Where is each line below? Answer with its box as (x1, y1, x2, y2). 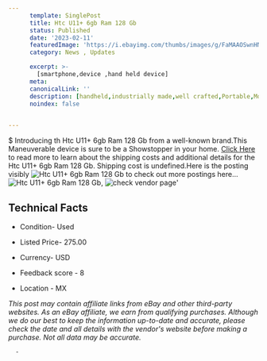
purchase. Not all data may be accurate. (8, 332, 141, 342)
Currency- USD (19, 252, 71, 262)
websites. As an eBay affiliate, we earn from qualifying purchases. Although (8, 307, 258, 317)
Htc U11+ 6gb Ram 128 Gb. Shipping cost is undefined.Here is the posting (8, 161, 249, 171)
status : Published (29, 26, 91, 34)
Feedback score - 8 (19, 267, 85, 278)
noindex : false (29, 100, 80, 108)
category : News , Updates (29, 48, 115, 56)
